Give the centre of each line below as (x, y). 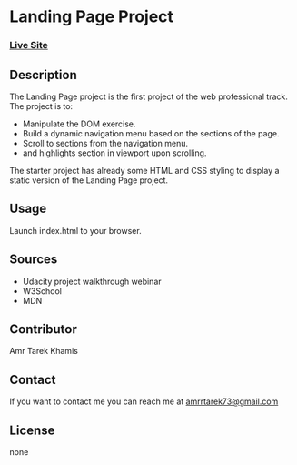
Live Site (29, 45)
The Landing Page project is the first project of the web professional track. (149, 96)
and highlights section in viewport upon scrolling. (114, 153)
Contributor (43, 329)
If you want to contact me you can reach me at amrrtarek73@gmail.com (144, 401)
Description (43, 75)
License (32, 430)
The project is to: (41, 106)
